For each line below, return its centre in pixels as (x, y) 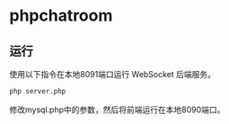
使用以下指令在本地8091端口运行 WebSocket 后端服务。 (113, 74)
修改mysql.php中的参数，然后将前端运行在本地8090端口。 (117, 110)
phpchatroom (61, 16)
